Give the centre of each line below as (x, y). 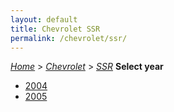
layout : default (44, 19)
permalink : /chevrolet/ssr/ (69, 38)
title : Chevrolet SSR (55, 29)
